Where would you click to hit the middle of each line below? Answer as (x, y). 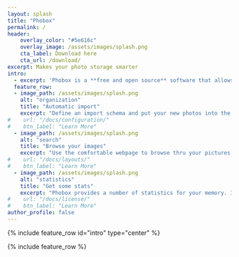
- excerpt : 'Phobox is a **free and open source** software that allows (124, 80)
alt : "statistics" (47, 179)
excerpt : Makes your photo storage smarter (73, 67)
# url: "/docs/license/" (49, 199)
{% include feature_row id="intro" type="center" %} (84, 233)
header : (19, 34)
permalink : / (27, 27)
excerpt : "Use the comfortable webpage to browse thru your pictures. (127, 153)
